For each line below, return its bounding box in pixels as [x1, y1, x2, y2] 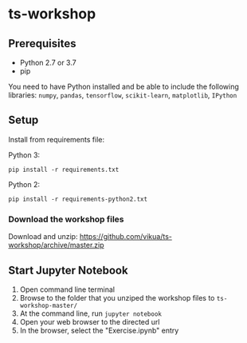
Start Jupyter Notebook [8, 263, 129, 277]
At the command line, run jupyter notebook [19, 309, 162, 318]
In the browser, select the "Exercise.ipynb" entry [19, 325, 179, 335]
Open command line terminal [19, 285, 116, 294]
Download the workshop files [8, 213, 124, 225]
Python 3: [8, 150, 41, 160]
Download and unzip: [8, 232, 78, 241]
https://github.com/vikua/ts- [79, 232, 173, 241]
